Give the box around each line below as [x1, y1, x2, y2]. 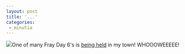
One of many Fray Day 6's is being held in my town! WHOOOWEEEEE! [12, 41, 180, 48]
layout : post [6, 8, 38, 15]
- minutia [8, 24, 33, 31]
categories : [6, 19, 35, 25]
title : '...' [6, 14, 38, 20]
